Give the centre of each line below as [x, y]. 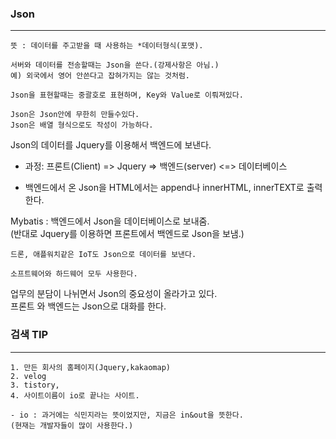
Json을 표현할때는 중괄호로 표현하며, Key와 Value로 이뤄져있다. [127, 95]
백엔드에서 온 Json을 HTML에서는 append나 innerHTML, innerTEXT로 [164, 188]
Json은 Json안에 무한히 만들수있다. [75, 115]
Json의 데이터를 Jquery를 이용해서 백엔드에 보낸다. [111, 145]
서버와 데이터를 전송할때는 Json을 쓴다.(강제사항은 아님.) [115, 65]
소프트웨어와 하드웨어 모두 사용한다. [74, 274]
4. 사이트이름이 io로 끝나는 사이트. [75, 395]
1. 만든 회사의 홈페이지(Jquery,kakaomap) [90, 367]
